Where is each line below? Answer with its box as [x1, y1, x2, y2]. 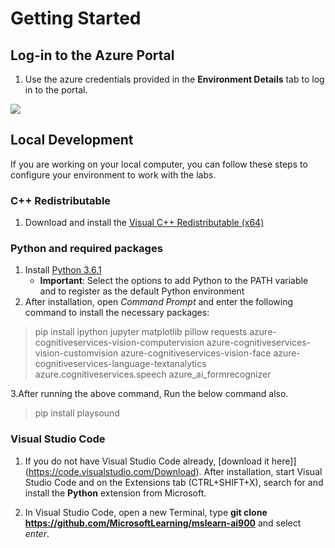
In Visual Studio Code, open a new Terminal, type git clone [24, 506, 268, 518]
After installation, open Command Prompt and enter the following [24, 296, 294, 308]
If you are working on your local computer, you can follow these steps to [10, 158, 308, 170]
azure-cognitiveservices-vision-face [120, 347, 272, 359]
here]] [271, 455, 297, 467]
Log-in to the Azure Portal [10, 47, 175, 64]
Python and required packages [10, 242, 163, 256]
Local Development [10, 132, 134, 149]
